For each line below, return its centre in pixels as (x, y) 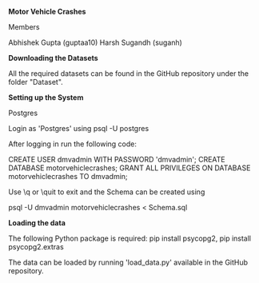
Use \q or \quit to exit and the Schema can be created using (107, 192)
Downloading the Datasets (53, 58)
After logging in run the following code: (73, 144)
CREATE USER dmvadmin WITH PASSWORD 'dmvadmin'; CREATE (117, 159)
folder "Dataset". (36, 82)
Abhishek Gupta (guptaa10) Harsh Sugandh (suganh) (95, 42)
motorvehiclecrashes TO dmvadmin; (68, 176)
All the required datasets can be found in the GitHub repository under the (129, 74)
